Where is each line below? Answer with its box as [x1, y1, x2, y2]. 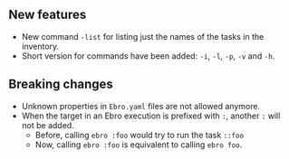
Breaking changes [8, 77, 114, 92]
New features [8, 7, 87, 23]
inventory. [21, 41, 60, 51]
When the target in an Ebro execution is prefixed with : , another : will [21, 110, 281, 121]
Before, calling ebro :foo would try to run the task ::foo [34, 129, 245, 140]
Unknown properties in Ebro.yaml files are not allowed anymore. [21, 100, 260, 111]
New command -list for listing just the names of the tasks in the [21, 31, 265, 42]
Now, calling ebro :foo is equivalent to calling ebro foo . [34, 139, 243, 150]
